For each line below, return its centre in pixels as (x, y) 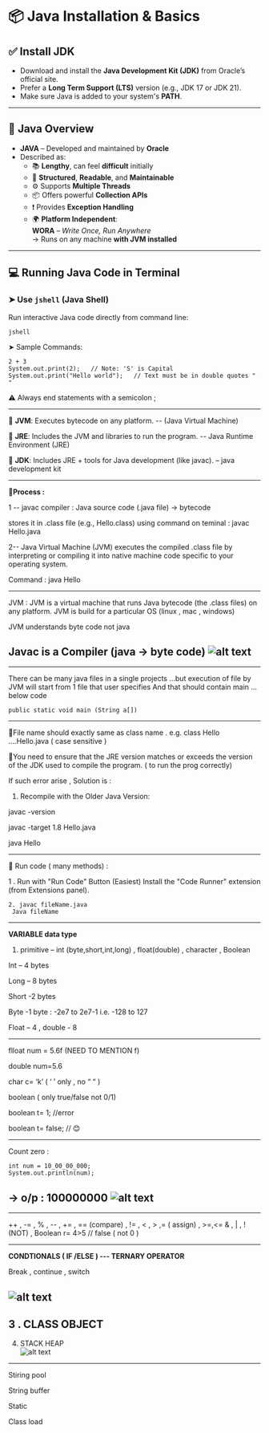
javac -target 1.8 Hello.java (52, 827)
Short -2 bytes (32, 997)
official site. (39, 79)
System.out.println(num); (51, 1173)
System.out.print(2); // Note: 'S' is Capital (91, 368)
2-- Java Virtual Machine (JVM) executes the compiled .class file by (120, 546)
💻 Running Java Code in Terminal (94, 273)
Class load (26, 1422)
